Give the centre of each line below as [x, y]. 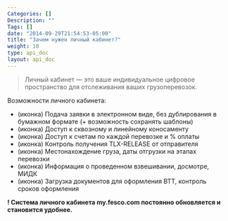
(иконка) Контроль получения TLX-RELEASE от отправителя [108, 144]
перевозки [34, 159]
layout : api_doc [31, 60]
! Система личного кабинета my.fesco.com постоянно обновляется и [114, 202]
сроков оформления [48, 188]
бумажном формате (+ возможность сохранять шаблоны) [105, 121]
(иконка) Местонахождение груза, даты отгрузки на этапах [107, 151]
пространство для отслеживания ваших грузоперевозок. [111, 87]
